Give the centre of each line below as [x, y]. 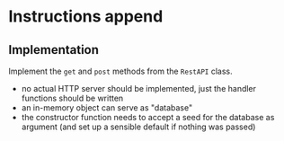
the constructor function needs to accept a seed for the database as [148, 117]
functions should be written [72, 98]
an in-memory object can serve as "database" [107, 108]
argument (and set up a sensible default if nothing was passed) [138, 127]
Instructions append [86, 17]
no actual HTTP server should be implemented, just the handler [139, 88]
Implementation [54, 50]
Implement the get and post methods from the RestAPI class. [120, 71]
